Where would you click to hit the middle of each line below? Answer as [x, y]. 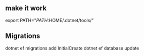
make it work [26, 8]
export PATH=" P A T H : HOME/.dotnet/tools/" [50, 20]
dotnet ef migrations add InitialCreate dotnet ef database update [72, 48]
